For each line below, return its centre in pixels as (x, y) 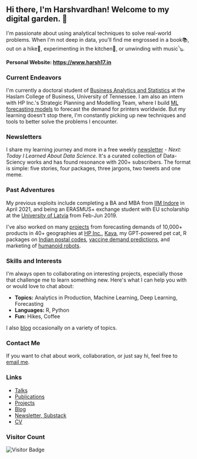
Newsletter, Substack (40, 415)
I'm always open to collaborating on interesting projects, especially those (95, 274)
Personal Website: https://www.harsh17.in (59, 62)
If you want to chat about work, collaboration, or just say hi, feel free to (92, 356)
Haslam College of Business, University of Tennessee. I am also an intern (95, 97)
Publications (30, 397)
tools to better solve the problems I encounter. (62, 122)
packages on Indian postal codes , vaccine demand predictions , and (88, 239)
